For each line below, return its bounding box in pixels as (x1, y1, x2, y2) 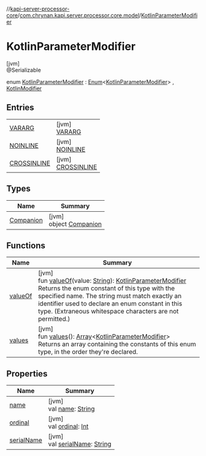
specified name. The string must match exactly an (37, 292, 182, 301)
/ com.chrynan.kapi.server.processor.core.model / (17, 12, 142, 19)
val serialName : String (48, 440, 112, 449)
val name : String (48, 405, 95, 413)
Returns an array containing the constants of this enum (37, 340, 196, 348)
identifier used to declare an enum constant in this (37, 299, 183, 308)
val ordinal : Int (48, 422, 89, 431)
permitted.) (37, 315, 71, 323)
